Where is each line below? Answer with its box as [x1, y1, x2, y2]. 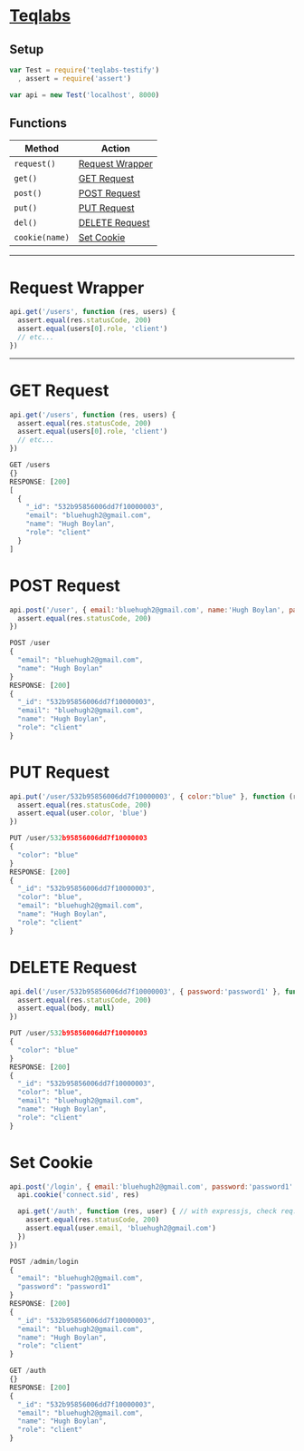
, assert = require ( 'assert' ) [17, 74, 131, 83]
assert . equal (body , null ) [17, 1004, 116, 1013]
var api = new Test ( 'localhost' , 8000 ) [9, 90, 160, 100]
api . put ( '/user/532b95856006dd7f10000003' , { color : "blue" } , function [9, 791, 285, 801]
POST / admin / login [9, 1257, 79, 1266]
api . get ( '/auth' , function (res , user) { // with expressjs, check [17, 1207, 278, 1216]
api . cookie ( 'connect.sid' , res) [17, 1191, 140, 1200]
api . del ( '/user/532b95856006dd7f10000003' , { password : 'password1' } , [9, 986, 281, 996]
